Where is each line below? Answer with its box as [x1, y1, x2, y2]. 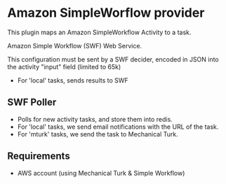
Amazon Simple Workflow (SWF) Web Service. [7, 41, 142, 50]
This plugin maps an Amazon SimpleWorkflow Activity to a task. [7, 28, 192, 36]
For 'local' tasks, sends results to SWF [17, 76, 128, 85]
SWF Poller [7, 97, 57, 108]
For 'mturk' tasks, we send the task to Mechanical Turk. [17, 129, 178, 138]
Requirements [7, 150, 70, 162]
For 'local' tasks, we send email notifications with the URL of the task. [17, 122, 219, 131]
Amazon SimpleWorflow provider [7, 5, 205, 21]
